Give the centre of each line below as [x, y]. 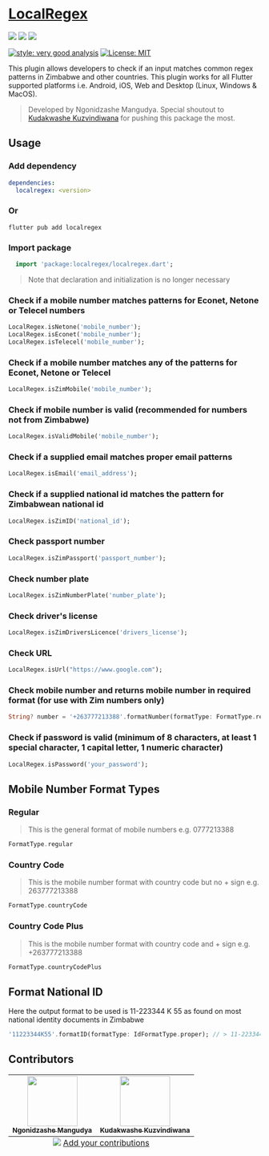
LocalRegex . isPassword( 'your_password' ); [78, 764]
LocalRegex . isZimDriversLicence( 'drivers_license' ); [98, 633]
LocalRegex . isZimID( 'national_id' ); [69, 521]
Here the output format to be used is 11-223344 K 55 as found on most [125, 1011]
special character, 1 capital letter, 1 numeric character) [116, 747]
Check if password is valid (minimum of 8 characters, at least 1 [132, 738]
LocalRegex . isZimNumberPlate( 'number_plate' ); [87, 595]
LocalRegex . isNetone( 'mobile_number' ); [75, 327]
